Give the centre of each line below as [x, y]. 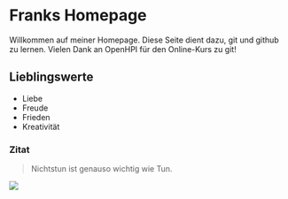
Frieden [36, 117]
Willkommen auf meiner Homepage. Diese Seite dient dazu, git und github [144, 40]
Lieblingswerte [51, 77]
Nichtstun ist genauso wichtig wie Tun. [101, 169]
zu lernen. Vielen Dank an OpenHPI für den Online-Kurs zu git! [123, 49]
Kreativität [41, 126]
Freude [35, 108]
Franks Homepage [78, 15]
